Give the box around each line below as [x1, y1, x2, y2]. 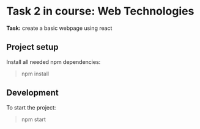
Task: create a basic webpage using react [6, 24, 113, 32]
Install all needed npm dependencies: [6, 58, 101, 65]
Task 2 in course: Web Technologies [6, 4, 194, 18]
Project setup [6, 42, 59, 52]
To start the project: [6, 103, 56, 111]
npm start [21, 116, 46, 123]
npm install [21, 70, 50, 77]
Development [6, 88, 59, 98]
